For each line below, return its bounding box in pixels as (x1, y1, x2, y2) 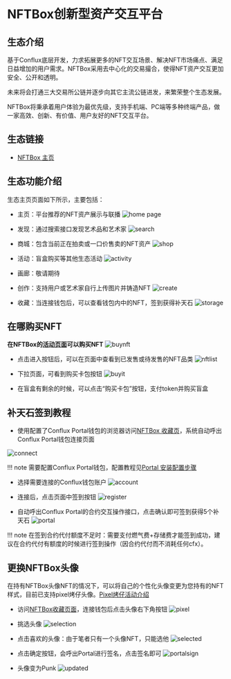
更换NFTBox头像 (7, 562, 79, 574)
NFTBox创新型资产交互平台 (7, 6, 163, 22)
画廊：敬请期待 (17, 268, 60, 277)
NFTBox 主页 (17, 153, 55, 162)
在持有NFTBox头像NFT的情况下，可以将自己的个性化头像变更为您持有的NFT (7, 582, 224, 590)
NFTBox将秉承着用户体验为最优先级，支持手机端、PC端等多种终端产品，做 (7, 103, 220, 111)
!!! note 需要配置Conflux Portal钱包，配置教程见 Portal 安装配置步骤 (7, 463, 197, 472)
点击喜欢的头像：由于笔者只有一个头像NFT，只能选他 (17, 635, 169, 643)
